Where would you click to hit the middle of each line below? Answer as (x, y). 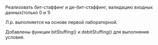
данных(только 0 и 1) (28, 12)
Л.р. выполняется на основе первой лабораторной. (62, 22)
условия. (15, 37)
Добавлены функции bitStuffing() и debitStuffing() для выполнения (77, 32)
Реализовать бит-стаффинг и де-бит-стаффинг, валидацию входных (79, 7)
